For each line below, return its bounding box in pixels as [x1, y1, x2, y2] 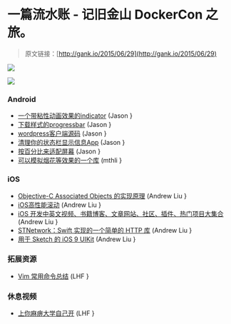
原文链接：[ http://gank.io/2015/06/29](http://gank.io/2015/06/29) [24, 49, 217, 58]
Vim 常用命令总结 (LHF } [17, 272, 89, 280]
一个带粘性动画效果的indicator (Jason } [17, 111, 133, 120]
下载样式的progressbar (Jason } [17, 121, 112, 129]
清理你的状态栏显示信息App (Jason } [17, 138, 125, 147]
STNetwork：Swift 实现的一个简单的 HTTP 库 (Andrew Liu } [17, 226, 192, 234]
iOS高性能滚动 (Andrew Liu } [17, 201, 102, 209]
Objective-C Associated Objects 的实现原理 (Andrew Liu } [17, 191, 188, 200]
